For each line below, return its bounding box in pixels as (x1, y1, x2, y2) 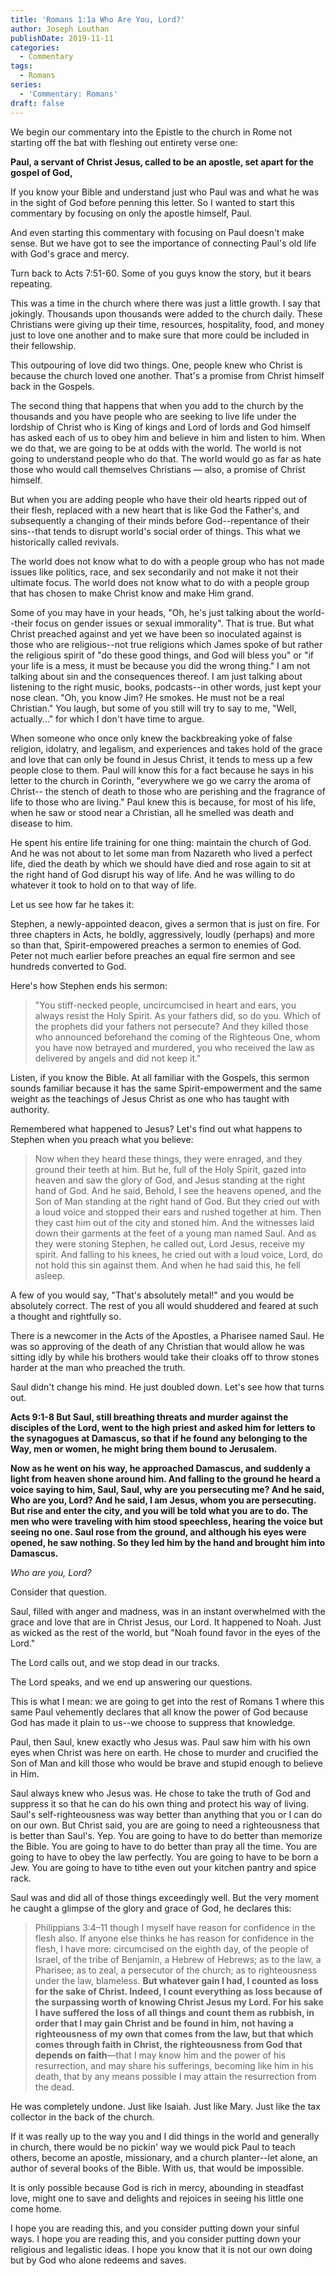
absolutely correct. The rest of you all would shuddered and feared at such (10, 1299, 319, 1311)
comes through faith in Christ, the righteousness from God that (34, 2038, 303, 2050)
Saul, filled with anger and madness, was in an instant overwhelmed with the (10, 1605, 326, 1617)
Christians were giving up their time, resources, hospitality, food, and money (10, 318, 325, 330)
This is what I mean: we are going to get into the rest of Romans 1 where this (10, 1695, 325, 1707)
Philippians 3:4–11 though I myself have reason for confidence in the (34, 1921, 316, 1933)
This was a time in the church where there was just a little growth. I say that (10, 297, 321, 309)
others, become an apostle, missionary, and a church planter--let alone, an (10, 2151, 318, 2163)
